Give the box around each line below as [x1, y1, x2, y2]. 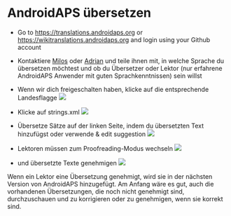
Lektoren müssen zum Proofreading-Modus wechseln [17, 144, 174, 152]
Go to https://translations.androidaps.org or [17, 28, 143, 36]
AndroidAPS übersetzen [7, 5, 152, 21]
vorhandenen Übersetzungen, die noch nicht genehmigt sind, [7, 187, 185, 196]
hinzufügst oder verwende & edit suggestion [17, 130, 146, 138]
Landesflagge [17, 93, 57, 102]
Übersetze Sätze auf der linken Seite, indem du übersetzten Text [17, 121, 204, 130]
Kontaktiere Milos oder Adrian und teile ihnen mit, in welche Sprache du [17, 56, 225, 65]
